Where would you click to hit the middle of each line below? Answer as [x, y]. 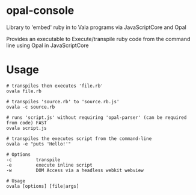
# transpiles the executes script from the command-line [79, 139]
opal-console [40, 11]
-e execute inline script [50, 165]
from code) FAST [26, 123]
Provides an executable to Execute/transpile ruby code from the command [98, 39]
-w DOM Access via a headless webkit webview [75, 170]
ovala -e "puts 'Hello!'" [38, 144]
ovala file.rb [24, 91]
